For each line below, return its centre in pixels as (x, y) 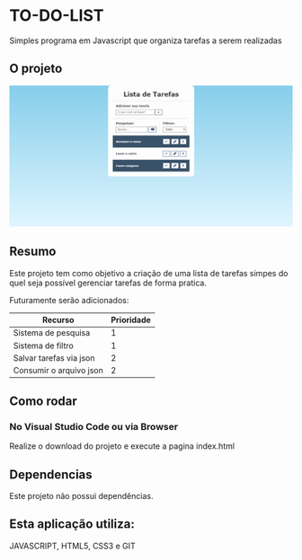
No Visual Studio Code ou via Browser (93, 426)
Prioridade (131, 320)
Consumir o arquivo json (58, 371)
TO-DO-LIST (57, 16)
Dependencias (51, 474)
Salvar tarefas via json (54, 358)
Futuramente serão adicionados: (69, 300)
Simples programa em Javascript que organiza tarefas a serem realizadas (146, 40)
